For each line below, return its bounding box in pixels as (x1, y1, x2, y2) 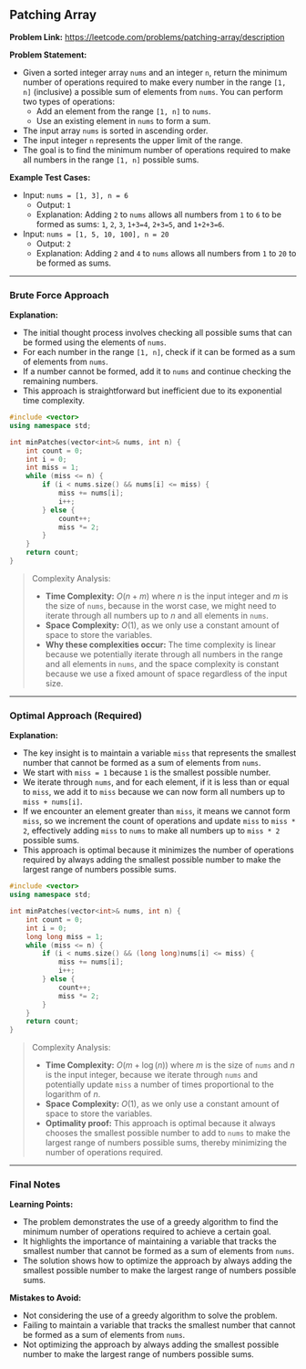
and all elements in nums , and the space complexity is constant (45, 658, 280, 669)
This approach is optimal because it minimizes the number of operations (22, 844, 294, 856)
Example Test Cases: (9, 172, 91, 183)
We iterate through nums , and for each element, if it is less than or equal (22, 777, 290, 788)
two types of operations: (22, 96, 116, 107)
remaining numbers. (22, 376, 98, 387)
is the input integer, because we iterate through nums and (45, 1070, 258, 1081)
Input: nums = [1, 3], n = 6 (22, 189, 129, 200)
